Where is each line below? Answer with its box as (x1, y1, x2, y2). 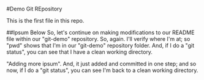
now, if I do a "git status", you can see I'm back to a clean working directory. (6, 67, 198, 74)
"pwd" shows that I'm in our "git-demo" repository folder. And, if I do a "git (6, 42, 195, 49)
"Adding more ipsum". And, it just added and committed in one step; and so (6, 60, 197, 67)
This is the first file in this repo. (6, 17, 85, 24)
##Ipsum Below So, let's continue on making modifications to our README (6, 29, 195, 36)
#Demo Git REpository (6, 5, 62, 12)
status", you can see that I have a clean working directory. (6, 48, 153, 56)
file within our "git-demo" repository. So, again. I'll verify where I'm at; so (6, 35, 191, 42)
